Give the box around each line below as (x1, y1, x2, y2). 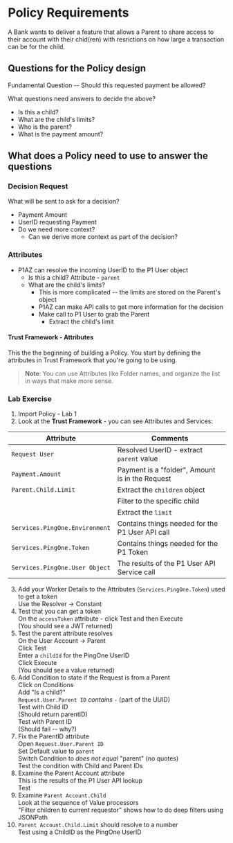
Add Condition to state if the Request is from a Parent (17, 673, 170, 682)
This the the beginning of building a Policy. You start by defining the (8, 348, 201, 357)
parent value (117, 454, 158, 463)
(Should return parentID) (17, 710, 88, 718)
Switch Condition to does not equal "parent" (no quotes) (17, 754, 179, 763)
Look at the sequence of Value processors (17, 799, 139, 807)
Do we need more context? (17, 225, 95, 233)
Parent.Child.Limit (11, 486, 75, 494)
